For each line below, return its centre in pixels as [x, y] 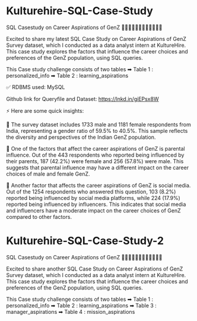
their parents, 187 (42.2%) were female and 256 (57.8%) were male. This [95, 161]
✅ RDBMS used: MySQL [36, 87]
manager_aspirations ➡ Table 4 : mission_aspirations [71, 312]
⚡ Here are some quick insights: [45, 110]
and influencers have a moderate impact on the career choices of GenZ [93, 210]
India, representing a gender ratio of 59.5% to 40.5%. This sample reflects [97, 131]
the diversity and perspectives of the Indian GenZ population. [81, 137]
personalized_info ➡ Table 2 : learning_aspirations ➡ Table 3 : [82, 305]
